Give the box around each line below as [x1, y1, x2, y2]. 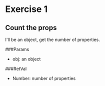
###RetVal [5, 66, 27, 71]
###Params [5, 46, 29, 52]
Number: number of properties [12, 75, 76, 81]
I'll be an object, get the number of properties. [5, 36, 100, 42]
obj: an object [12, 56, 41, 62]
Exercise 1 [5, 3, 48, 15]
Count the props [5, 23, 57, 32]
